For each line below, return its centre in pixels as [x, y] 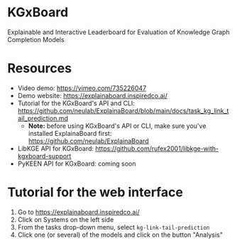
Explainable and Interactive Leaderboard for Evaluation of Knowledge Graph [118, 32]
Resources [40, 69]
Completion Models [36, 39]
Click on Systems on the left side [66, 219]
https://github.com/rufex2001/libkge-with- [157, 148]
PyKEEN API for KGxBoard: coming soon [77, 164]
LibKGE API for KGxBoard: [56, 148]
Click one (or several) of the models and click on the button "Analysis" [120, 235]
